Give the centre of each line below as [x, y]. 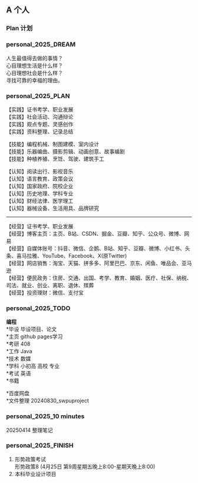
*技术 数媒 [19, 359]
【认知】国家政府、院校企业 [40, 186]
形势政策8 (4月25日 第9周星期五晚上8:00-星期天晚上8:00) [85, 466]
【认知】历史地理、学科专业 [40, 193]
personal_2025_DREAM [41, 44]
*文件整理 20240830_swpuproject [48, 401]
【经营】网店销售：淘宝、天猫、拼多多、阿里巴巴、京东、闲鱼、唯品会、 [94, 263]
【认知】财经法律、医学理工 [40, 201]
